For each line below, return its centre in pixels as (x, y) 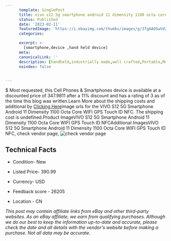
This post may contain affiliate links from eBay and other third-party (77, 211)
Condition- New (29, 162)
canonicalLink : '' (38, 57)
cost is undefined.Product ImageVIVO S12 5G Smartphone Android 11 (77, 117)
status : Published (38, 19)
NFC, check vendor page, (32, 133)
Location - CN (27, 201)
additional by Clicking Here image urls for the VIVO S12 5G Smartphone (79, 106)
